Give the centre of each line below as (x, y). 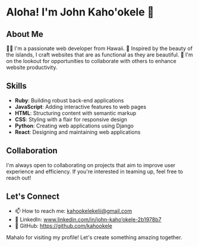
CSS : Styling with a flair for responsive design (71, 119)
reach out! (19, 177)
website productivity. (32, 67)
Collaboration (32, 151)
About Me (25, 34)
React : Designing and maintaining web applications (78, 132)
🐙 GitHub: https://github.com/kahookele (64, 226)
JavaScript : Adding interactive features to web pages (80, 107)
